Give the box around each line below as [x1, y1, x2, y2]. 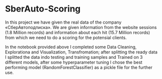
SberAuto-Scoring [5, 3, 81, 14]
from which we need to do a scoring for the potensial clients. [5, 35, 127, 40]
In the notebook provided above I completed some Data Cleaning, [5, 44, 137, 50]
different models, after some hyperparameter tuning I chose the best [5, 59, 143, 65]
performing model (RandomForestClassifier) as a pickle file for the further [5, 64, 153, 70]
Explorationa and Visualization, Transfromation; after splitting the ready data [5, 49, 158, 55]
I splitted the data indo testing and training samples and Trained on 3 [5, 54, 143, 60]
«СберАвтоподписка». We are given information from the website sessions [5, 24, 157, 30]
